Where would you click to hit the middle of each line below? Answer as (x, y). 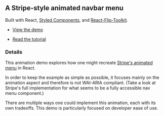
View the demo (28, 30)
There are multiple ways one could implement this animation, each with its (81, 103)
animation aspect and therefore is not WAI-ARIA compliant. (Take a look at (81, 83)
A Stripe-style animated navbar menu (64, 8)
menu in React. (20, 68)
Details (14, 52)
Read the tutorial (29, 39)
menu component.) (24, 93)
